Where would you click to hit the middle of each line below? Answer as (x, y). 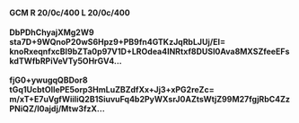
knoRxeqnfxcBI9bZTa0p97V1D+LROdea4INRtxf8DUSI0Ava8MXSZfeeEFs (149, 52)
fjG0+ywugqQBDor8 (48, 80)
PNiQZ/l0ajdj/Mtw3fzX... (57, 109)
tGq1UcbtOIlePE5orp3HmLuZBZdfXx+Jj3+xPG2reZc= (112, 90)
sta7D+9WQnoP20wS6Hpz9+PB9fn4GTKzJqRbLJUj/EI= (118, 42)
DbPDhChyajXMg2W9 (52, 32)
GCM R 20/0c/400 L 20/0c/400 (70, 13)
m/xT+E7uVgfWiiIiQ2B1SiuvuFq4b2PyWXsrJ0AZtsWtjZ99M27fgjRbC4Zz (149, 100)
